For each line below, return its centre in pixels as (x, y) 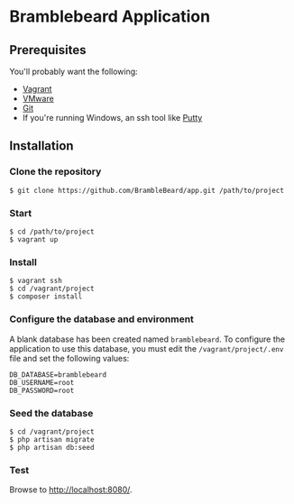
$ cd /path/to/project (52, 232)
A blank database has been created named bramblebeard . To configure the (147, 339)
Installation (41, 146)
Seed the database (51, 413)
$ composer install (46, 297)
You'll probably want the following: (73, 71)
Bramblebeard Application (110, 17)
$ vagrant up (34, 239)
